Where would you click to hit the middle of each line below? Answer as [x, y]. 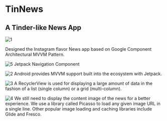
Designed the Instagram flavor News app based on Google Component [78, 49]
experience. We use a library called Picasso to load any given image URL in [83, 104]
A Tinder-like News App [43, 28]
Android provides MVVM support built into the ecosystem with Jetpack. [88, 74]
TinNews [24, 9]
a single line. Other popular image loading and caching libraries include [79, 109]
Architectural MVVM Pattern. [35, 54]
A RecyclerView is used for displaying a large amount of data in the [83, 83]
